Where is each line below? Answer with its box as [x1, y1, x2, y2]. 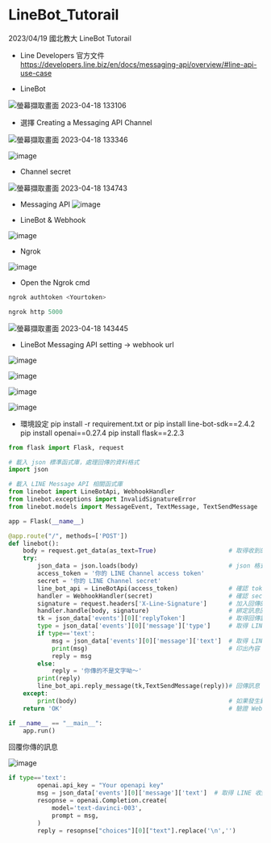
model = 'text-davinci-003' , [51, 803, 143, 812]
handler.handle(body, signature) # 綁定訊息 [37, 607, 261, 615]
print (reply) [37, 674, 81, 683]
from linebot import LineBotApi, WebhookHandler [8, 488, 175, 496]
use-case [19, 68, 52, 78]
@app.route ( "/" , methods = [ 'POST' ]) [8, 531, 128, 540]
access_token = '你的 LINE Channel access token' [37, 569, 205, 578]
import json [8, 466, 48, 474]
